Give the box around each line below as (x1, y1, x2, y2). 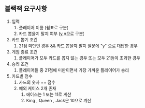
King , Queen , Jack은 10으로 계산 (26, 97, 91, 103)
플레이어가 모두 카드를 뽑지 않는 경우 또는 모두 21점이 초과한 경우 (18, 55, 141, 61)
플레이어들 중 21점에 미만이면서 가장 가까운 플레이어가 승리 (18, 67, 129, 73)
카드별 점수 (11, 73, 33, 79)
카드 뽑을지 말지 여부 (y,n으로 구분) (18, 31, 85, 36)
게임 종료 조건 (11, 49, 38, 54)
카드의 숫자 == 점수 (18, 79, 56, 85)
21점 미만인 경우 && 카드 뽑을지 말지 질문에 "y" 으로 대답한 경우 (18, 43, 138, 49)
